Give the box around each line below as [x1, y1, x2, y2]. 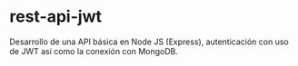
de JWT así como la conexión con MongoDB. [9, 45, 179, 56]
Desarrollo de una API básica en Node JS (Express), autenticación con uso [9, 36, 289, 47]
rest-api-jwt [9, 6, 103, 27]
